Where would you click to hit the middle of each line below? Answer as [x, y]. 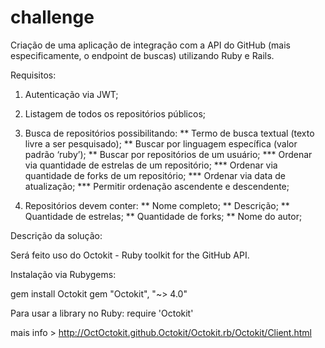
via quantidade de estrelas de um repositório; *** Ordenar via [151, 165]
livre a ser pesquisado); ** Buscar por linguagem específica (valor [161, 143]
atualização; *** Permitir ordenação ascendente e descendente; [157, 186]
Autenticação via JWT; [71, 94]
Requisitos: [33, 75]
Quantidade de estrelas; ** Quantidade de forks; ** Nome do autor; [163, 216]
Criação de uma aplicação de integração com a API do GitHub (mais [150, 45]
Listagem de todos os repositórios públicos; [115, 113]
